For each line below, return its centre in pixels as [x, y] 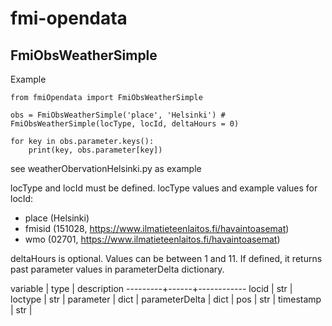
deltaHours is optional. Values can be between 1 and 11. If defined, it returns [166, 258]
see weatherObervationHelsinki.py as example [106, 168]
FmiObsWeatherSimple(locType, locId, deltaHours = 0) [125, 124]
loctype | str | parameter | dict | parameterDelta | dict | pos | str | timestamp [166, 299]
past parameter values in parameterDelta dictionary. [117, 269]
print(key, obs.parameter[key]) [95, 150]
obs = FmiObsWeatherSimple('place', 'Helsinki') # [118, 115]
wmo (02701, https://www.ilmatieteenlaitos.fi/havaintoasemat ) [152, 239]
